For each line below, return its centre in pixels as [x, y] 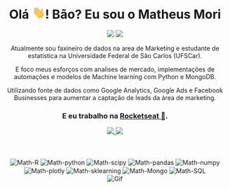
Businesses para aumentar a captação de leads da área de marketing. [115, 98]
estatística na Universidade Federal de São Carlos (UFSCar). [115, 56]
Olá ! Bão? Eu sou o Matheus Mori [115, 14]
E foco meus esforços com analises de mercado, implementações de [115, 69]
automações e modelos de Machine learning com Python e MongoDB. [115, 77]
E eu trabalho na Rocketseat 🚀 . [115, 115]
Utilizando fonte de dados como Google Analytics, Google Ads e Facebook [115, 90]
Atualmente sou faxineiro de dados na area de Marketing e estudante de [115, 48]
